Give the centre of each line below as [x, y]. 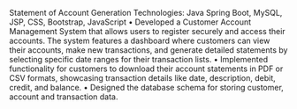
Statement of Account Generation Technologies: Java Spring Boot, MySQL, [146, 13]
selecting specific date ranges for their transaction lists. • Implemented [138, 59]
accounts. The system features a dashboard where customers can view [140, 40]
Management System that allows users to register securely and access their [147, 31]
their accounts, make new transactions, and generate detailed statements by [148, 50]
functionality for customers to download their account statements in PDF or [146, 69]
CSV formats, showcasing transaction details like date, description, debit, [142, 78]
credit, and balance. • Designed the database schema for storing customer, [147, 87]
